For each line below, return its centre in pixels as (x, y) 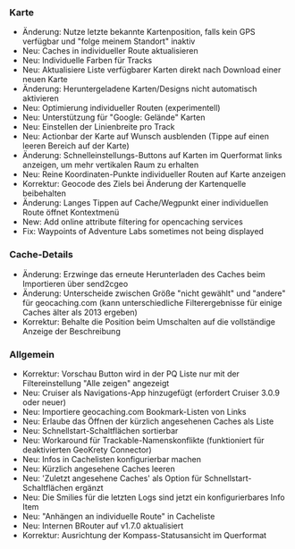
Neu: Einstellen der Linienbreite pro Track (99, 127)
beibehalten (44, 193)
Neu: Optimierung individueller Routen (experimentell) (121, 108)
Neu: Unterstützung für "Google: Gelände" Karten (114, 117)
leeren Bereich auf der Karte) (76, 146)
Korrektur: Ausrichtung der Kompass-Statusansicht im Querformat (144, 535)
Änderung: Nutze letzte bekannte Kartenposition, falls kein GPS (139, 32)
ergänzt (89, 487)
